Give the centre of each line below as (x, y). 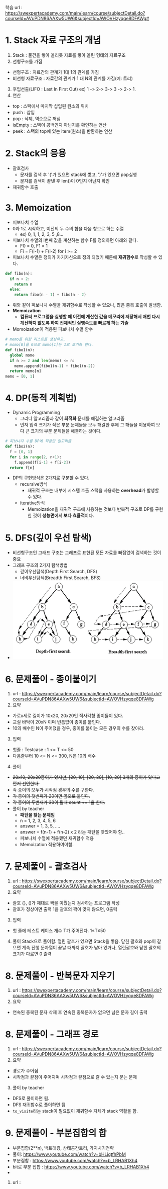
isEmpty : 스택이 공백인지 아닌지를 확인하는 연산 (59, 125)
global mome (22, 355)
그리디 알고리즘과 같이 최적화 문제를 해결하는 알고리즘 (72, 418)
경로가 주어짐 (25, 1070)
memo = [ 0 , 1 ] (20, 377)
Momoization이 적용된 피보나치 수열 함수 (53, 329)
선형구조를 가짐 (27, 61)
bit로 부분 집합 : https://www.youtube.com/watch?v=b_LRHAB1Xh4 (81, 1167)
